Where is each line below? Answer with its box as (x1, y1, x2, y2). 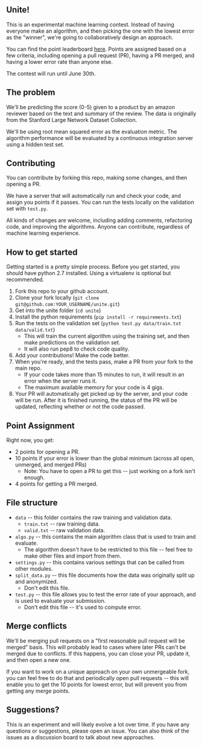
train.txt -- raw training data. (24, 520, 100, 527)
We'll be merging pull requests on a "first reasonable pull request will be (6, 637, 185, 644)
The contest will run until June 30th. (6, 69, 96, 77)
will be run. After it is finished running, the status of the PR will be (14, 396, 178, 404)
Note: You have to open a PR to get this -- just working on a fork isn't (24, 468, 196, 475)
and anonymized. (14, 577, 58, 585)
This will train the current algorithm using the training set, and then (24, 332, 190, 340)
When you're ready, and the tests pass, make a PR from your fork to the (14, 358, 194, 366)
